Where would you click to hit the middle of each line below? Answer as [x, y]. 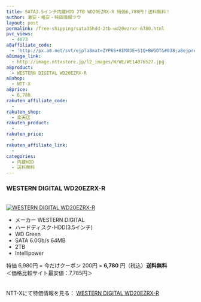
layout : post [22, 23]
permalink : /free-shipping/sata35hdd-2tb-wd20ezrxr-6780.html [85, 28]
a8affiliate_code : [29, 45]
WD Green [28, 234]
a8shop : [16, 78]
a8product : [20, 67]
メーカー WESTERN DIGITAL [50, 220]
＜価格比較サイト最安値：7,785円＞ [49, 273]
